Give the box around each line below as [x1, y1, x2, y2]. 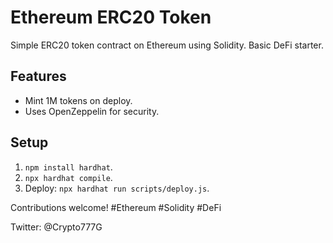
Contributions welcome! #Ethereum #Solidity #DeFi [10, 201, 222, 213]
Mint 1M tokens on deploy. [24, 94, 133, 106]
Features [10, 68, 67, 85]
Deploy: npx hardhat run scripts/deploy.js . [24, 182, 210, 194]
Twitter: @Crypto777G [10, 221, 103, 233]
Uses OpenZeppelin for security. [24, 105, 160, 117]
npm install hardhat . [24, 161, 113, 173]
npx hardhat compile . [24, 171, 113, 183]
